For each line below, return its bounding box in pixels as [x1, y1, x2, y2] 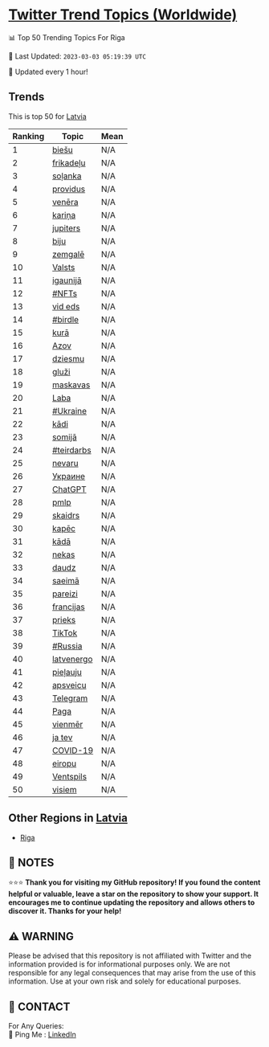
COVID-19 [51, 745, 94, 756]
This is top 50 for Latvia [8, 111, 87, 121]
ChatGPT [51, 484, 87, 495]
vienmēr [51, 718, 84, 730]
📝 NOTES [8, 856, 55, 869]
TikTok [51, 627, 78, 638]
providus [51, 183, 86, 194]
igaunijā [51, 275, 82, 286]
